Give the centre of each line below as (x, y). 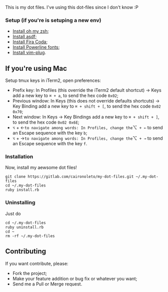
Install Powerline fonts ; (36, 47)
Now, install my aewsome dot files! (41, 167)
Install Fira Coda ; (30, 42)
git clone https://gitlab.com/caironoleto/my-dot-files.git (70, 177)
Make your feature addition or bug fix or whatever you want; (75, 278)
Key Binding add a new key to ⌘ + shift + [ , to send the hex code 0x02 (87, 106)
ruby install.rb (22, 190)
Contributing (26, 252)
